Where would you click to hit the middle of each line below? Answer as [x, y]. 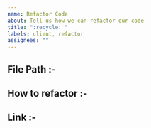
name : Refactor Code [38, 14]
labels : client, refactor [45, 34]
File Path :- [32, 69]
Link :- [22, 118]
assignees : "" [28, 41]
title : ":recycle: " [38, 27]
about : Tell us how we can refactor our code [75, 21]
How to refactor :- [47, 93]
